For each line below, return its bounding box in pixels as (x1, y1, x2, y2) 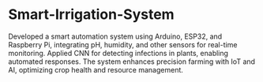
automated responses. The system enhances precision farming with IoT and (8, 57, 255, 66)
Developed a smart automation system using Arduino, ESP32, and (8, 32, 223, 41)
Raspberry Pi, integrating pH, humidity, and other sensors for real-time (8, 39, 238, 49)
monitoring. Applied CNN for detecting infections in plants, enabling (8, 48, 229, 58)
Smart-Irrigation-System (8, 6, 175, 24)
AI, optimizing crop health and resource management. (8, 65, 184, 74)
